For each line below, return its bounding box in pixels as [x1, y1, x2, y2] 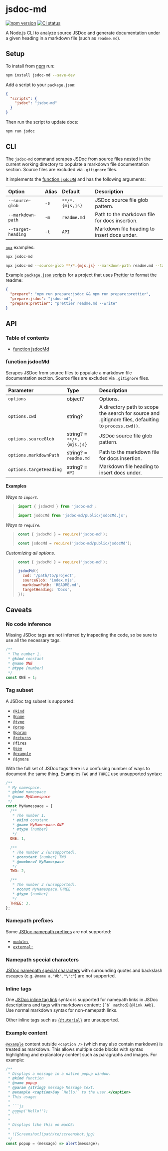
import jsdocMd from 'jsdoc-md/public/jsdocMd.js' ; [17, 513, 128, 518]
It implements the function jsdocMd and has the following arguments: [5, 176, 146, 182]
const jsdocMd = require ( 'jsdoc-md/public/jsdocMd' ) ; [17, 540, 132, 546]
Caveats [5, 606, 32, 614]
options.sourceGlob [8, 436, 54, 441]
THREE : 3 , [10, 901, 30, 906]
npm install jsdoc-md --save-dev [5, 73, 75, 78]
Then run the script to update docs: [5, 119, 79, 125]
